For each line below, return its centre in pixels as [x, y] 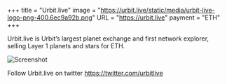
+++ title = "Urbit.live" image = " [54, 10]
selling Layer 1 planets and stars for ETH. [66, 46]
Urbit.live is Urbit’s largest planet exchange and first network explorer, [108, 38]
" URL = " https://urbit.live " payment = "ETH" [156, 17]
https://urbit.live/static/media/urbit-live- [158, 10]
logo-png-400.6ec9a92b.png [50, 17]
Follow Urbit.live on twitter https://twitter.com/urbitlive [85, 73]
